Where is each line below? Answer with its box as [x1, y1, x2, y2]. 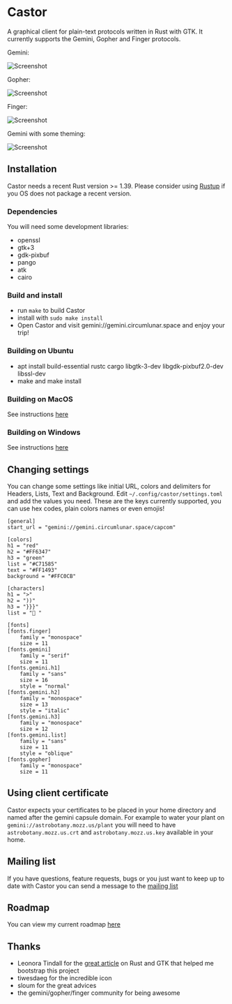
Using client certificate [7, 787, 109, 799]
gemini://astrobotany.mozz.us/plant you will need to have [7, 820, 176, 829]
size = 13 [20, 701, 49, 709]
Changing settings [7, 464, 89, 475]
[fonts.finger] [7, 628, 52, 635]
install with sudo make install [17, 313, 103, 322]
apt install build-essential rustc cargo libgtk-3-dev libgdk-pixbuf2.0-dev [17, 362, 224, 370]
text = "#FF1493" [7, 567, 58, 574]
